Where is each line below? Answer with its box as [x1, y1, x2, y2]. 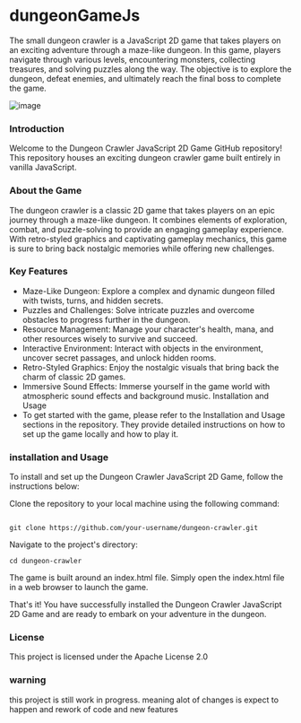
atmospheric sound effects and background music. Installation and [21, 390, 270, 401]
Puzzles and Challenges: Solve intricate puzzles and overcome [21, 304, 255, 315]
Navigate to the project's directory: [9, 539, 139, 550]
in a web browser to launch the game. [9, 582, 149, 593]
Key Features [9, 266, 69, 278]
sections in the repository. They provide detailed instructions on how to [21, 419, 286, 430]
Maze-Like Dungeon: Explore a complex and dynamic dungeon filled [21, 285, 276, 296]
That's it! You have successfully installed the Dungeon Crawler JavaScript [9, 599, 282, 610]
